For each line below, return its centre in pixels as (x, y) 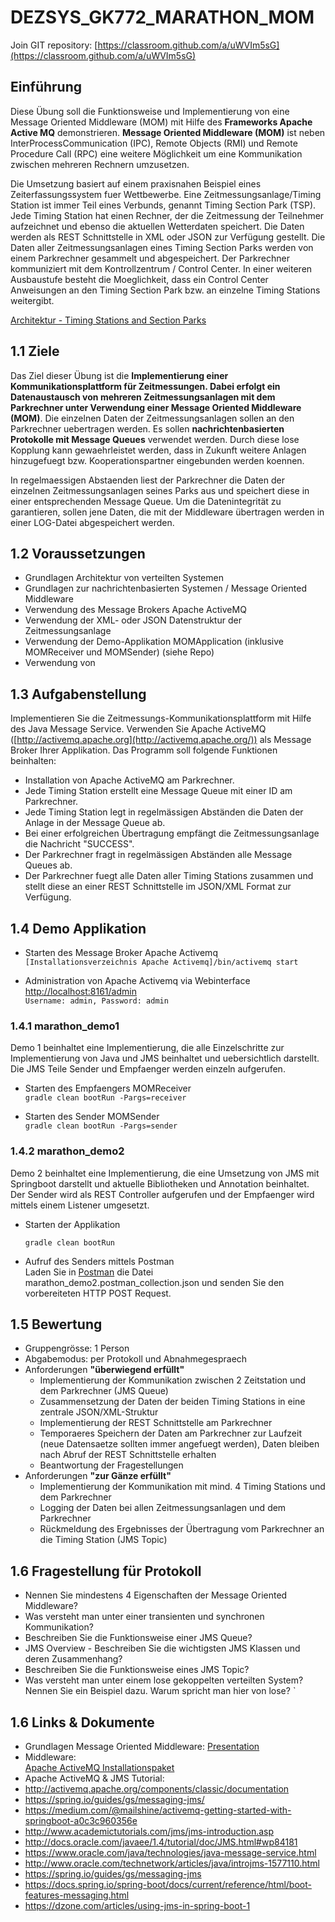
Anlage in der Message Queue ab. (95, 823)
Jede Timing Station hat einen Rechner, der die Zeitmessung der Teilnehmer (167, 215)
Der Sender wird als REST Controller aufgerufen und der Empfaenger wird (162, 1194)
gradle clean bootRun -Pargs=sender (101, 1126)
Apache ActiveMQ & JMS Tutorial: (94, 1778)
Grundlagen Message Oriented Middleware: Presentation (142, 1747)
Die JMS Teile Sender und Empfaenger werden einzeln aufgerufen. (148, 1069)
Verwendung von (60, 663)
